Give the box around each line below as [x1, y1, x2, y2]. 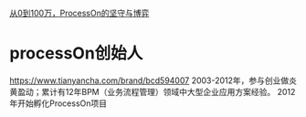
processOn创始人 [9, 43, 143, 64]
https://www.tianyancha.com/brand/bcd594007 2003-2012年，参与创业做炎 [9, 75, 298, 86]
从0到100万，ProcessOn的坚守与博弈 [9, 7, 150, 19]
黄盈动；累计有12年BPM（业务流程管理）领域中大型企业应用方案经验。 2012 [9, 87, 296, 98]
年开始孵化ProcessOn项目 [9, 98, 108, 109]
